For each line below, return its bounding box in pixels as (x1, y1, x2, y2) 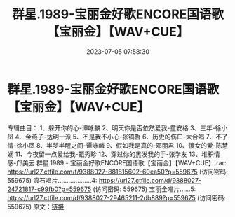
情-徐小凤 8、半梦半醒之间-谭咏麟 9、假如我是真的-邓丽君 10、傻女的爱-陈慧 (7, 141, 229, 149)
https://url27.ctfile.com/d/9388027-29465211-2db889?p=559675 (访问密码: (7, 193, 227, 202)
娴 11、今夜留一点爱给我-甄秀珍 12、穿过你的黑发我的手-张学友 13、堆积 (7, 150, 214, 158)
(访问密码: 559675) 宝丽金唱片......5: (93, 185, 196, 193)
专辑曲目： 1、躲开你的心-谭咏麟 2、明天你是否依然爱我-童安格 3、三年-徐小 (7, 123, 228, 132)
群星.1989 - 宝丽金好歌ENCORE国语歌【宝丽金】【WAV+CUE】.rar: (36, 158, 227, 167)
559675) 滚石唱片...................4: (7, 176, 98, 184)
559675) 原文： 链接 (7, 202, 65, 211)
